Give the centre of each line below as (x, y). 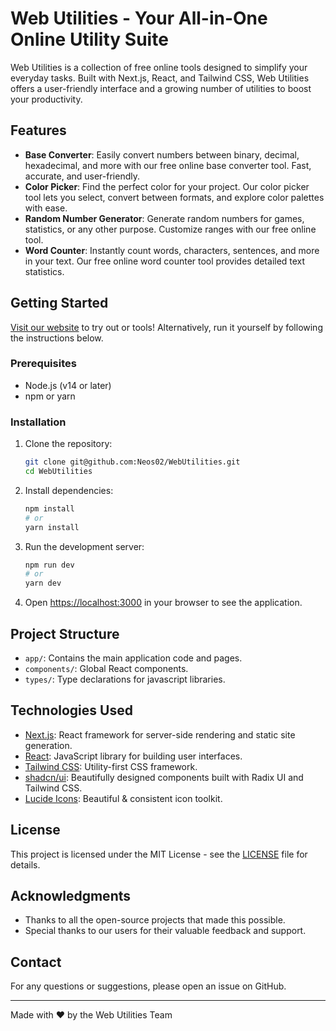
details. (25, 864)
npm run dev (49, 565)
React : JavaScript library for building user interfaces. (133, 756)
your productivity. (46, 99)
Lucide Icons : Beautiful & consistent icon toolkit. (123, 798)
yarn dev (43, 583)
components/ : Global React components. (106, 668)
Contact (36, 962)
